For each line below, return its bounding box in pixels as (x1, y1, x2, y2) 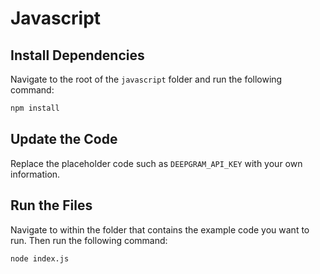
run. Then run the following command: (10, 234, 168, 246)
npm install (10, 103, 60, 113)
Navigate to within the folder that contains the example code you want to (10, 223, 310, 236)
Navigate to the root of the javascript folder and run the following (10, 73, 283, 85)
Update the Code (10, 131, 118, 148)
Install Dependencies (10, 47, 145, 64)
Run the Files (10, 197, 93, 214)
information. (10, 168, 61, 180)
